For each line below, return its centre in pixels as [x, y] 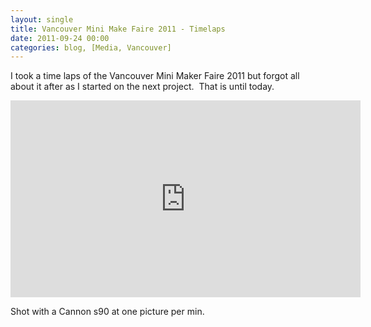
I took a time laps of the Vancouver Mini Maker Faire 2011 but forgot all [155, 76]
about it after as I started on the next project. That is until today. [142, 87]
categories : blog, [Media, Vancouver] [91, 47]
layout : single [42, 19]
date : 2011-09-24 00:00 [60, 38]
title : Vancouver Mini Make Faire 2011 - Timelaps [118, 29]
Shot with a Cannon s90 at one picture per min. [107, 312]
